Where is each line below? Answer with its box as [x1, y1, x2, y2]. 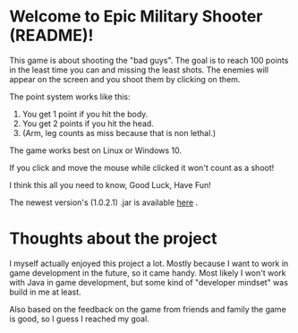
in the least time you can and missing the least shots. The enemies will [9, 64, 269, 75]
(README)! [9, 25, 94, 46]
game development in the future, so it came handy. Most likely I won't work [9, 267, 286, 278]
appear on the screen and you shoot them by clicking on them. [9, 73, 241, 84]
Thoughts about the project [9, 228, 217, 249]
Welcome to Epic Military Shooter [9, 6, 263, 27]
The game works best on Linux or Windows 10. [9, 145, 182, 156]
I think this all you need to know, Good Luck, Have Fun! [9, 179, 212, 190]
